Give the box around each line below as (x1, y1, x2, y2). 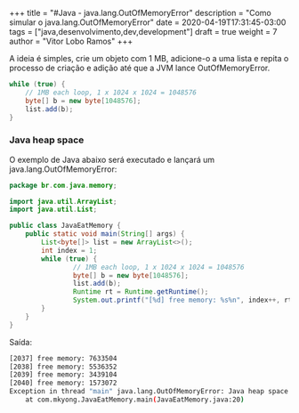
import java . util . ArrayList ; (9, 197, 117, 206)
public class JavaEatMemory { (9, 222, 122, 231)
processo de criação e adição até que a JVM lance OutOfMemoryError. (9, 62, 271, 73)
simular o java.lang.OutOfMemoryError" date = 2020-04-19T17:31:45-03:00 (9, 17, 287, 28)
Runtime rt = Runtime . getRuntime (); (72, 287, 209, 296)
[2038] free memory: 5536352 (9, 362, 117, 371)
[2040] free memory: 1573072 (9, 378, 117, 388)
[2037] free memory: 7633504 (9, 353, 117, 363)
